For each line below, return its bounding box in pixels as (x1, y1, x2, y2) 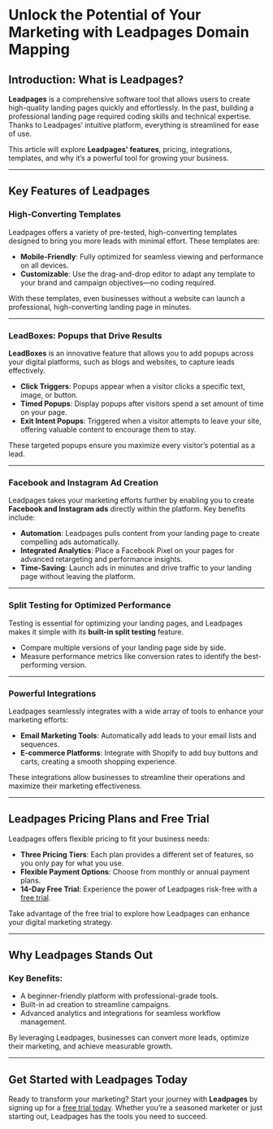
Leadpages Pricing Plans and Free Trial (8, 812, 210, 826)
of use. (8, 129, 32, 138)
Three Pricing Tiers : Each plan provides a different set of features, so (19, 849, 254, 859)
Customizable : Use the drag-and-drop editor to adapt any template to (19, 268, 256, 278)
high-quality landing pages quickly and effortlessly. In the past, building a (8, 103, 254, 112)
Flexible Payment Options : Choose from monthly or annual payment (19, 866, 250, 876)
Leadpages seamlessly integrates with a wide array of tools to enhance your (8, 706, 264, 716)
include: (8, 512, 36, 522)
